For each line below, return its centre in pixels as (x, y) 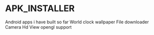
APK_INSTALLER (40, 9)
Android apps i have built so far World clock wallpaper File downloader (77, 22)
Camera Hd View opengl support (38, 27)
